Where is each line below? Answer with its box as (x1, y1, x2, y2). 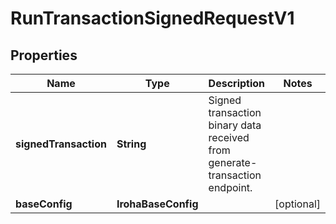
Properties (10, 47, 78, 64)
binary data (208, 118, 262, 132)
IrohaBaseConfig (116, 197, 199, 211)
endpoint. (208, 181, 253, 194)
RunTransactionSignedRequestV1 (10, 7, 295, 30)
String (116, 137, 147, 151)
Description (208, 77, 266, 90)
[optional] (274, 197, 321, 211)
